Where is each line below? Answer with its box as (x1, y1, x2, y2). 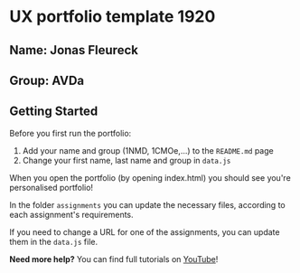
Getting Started (9, 104, 98, 119)
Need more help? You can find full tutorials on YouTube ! (9, 253, 219, 264)
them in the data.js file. (9, 236, 98, 247)
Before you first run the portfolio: (9, 127, 132, 138)
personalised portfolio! (9, 182, 93, 193)
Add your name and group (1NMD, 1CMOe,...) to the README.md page (22, 145, 274, 155)
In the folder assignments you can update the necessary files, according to (9, 199, 286, 210)
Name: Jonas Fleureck (9, 42, 138, 58)
